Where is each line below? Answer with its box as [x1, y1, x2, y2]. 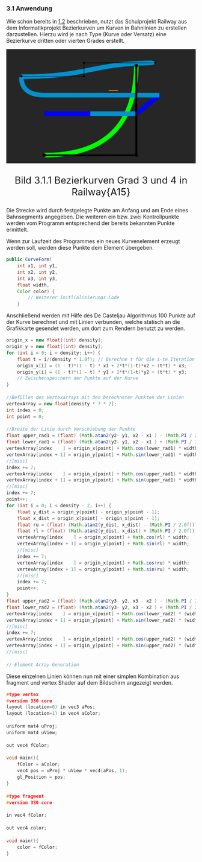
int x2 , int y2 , [17, 269, 58, 275]
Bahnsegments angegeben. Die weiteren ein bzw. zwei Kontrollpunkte [6, 213, 179, 221]
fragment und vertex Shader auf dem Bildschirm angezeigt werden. [6, 679, 173, 686]
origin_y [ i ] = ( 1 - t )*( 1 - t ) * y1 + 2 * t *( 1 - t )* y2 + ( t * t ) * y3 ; [17, 369, 188, 375]
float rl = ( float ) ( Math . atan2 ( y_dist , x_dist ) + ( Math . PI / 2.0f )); [17, 528, 198, 534]
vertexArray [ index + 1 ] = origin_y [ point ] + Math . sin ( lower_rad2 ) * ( [6, 617, 187, 623]
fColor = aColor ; [17, 761, 61, 767]
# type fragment [6, 793, 44, 799]
